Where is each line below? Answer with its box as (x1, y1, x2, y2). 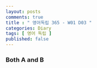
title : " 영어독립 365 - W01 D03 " (5, 20, 92, 25)
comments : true (5, 14, 44, 20)
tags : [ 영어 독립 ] (5, 31, 52, 37)
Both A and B (5, 56, 44, 64)
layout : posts (5, 8, 41, 15)
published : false (5, 36, 49, 42)
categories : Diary (5, 25, 51, 31)
